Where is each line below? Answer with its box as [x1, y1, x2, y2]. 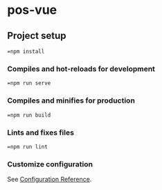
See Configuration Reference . [7, 175, 92, 184]
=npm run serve [7, 80, 51, 87]
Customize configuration [7, 159, 93, 169]
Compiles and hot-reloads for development [7, 64, 156, 74]
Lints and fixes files [7, 128, 75, 137]
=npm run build [7, 112, 51, 119]
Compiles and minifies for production [7, 96, 135, 105]
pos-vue [7, 2, 57, 18]
